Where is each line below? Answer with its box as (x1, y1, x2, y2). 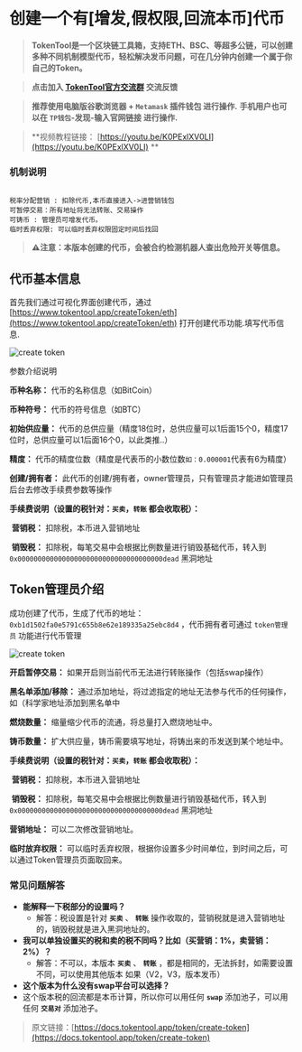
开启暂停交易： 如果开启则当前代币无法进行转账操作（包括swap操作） (9, 666, 269, 677)
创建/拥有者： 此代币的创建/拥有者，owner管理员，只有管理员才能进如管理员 (9, 473, 294, 484)
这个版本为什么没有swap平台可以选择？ (22, 981, 170, 991)
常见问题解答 (9, 879, 66, 891)
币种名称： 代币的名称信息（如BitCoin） (9, 385, 158, 396)
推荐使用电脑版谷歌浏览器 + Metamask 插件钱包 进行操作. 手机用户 (31, 100, 272, 111)
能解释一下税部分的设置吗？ (22, 901, 126, 912)
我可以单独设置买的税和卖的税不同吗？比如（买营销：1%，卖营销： (22, 936, 272, 946)
